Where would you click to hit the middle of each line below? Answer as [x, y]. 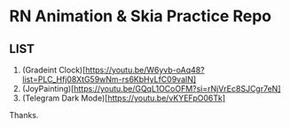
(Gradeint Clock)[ [54, 70]
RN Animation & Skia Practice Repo [141, 16]
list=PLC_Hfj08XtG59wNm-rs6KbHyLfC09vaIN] [109, 79]
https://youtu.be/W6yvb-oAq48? [145, 70]
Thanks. [24, 115]
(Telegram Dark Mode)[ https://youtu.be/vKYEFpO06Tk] [124, 98]
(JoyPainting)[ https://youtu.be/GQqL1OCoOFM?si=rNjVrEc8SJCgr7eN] [151, 89]
